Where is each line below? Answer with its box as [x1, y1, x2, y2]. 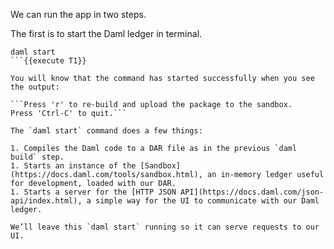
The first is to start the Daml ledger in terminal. [10, 28, 203, 39]
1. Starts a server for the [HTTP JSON [10, 187, 177, 197]
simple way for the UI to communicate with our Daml [95, 196, 320, 206]
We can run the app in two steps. [10, 9, 147, 20]
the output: [10, 82, 60, 92]
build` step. [10, 152, 65, 162]
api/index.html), [10, 196, 83, 206]
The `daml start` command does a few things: [10, 126, 203, 136]
